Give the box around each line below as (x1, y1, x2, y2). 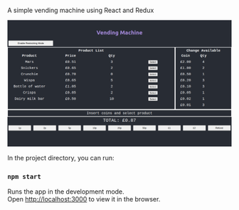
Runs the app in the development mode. (7, 187, 124, 196)
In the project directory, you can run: (7, 153, 115, 162)
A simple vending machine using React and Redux (7, 6, 154, 14)
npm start (7, 172, 41, 180)
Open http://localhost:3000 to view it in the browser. (7, 195, 161, 204)
